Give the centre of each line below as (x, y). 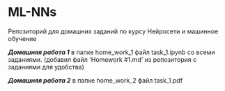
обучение (22, 38)
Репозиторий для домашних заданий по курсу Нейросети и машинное (113, 31)
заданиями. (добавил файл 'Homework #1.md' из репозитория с (102, 59)
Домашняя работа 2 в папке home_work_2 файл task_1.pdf (95, 80)
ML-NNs (32, 12)
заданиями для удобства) (46, 67)
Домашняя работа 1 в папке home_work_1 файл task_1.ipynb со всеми (111, 52)
